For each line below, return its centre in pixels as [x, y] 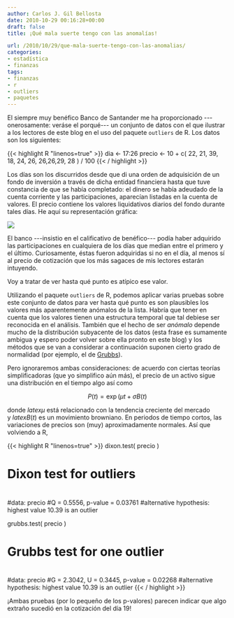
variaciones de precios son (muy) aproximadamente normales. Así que [109, 425]
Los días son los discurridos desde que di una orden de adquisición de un [114, 175]
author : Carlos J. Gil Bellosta [54, 14]
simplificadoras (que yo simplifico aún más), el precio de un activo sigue [111, 375]
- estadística [28, 59]
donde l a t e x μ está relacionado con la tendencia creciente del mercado [109, 410]
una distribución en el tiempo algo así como [70, 383]
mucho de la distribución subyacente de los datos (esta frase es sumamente [117, 332]
